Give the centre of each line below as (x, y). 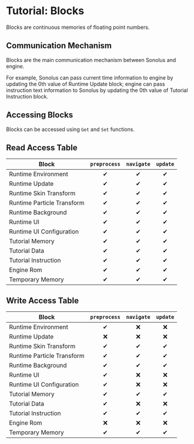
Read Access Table (42, 148)
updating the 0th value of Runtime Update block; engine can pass (86, 84)
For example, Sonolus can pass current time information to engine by (90, 77)
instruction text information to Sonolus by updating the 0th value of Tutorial (97, 90)
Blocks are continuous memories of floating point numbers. (78, 27)
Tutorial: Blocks (45, 11)
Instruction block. (27, 96)
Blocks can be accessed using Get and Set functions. (71, 129)
